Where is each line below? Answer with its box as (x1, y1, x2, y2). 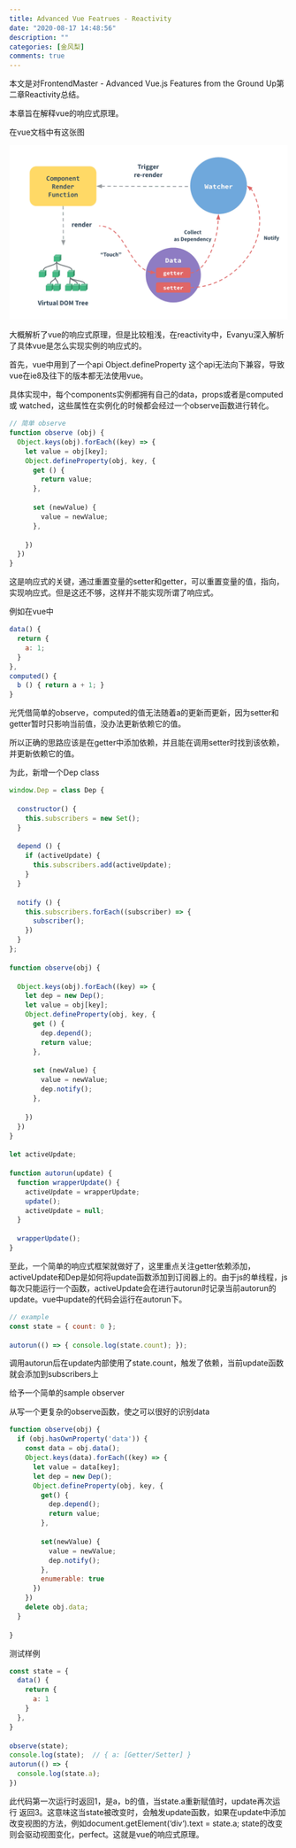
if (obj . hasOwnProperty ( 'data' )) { (17, 1434, 148, 1443)
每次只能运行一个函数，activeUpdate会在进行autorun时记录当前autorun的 (9, 1282, 277, 1293)
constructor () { (17, 804, 77, 814)
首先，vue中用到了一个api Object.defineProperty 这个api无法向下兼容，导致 (9, 360, 285, 370)
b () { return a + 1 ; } (17, 681, 104, 690)
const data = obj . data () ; (25, 1444, 121, 1453)
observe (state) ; (9, 1741, 69, 1751)
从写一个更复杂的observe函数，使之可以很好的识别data (9, 1406, 210, 1417)
